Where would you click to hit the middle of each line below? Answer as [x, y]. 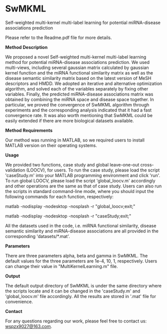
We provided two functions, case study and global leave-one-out [72, 164]
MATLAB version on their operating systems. [51, 145]
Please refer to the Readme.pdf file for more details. [58, 37]
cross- [147, 164]
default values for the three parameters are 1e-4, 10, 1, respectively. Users [81, 261]
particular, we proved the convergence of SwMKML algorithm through [77, 104]
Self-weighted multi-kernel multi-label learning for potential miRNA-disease [83, 22]
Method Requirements [29, 130]
